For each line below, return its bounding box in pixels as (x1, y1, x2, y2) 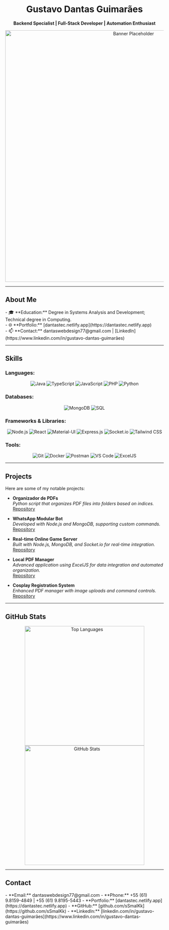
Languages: (5, 369, 35, 376)
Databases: (5, 394, 34, 401)
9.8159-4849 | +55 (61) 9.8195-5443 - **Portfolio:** (5, 897, 115, 903)
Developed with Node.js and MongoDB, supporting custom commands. (12, 521, 161, 527)
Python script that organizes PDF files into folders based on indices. (12, 501, 154, 507)
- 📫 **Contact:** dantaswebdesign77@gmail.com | (5, 328, 114, 334)
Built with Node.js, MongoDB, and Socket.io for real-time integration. (12, 541, 155, 548)
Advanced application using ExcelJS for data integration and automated (12, 562, 163, 568)
